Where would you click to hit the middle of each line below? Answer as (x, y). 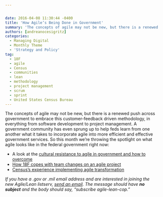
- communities (24, 73)
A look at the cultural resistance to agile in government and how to (79, 154)
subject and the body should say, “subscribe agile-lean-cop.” (68, 189)
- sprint (18, 95)
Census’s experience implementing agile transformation (68, 170)
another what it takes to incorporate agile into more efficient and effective (79, 134)
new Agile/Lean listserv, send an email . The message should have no (75, 184)
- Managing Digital (29, 41)
